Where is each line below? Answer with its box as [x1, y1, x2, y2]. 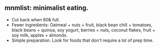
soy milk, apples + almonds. [11, 32, 68, 38]
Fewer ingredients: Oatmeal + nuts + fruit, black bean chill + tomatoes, [11, 22, 153, 28]
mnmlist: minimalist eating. [4, 4, 89, 12]
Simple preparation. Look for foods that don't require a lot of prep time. [11, 37, 154, 43]
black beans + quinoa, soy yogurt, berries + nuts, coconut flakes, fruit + [11, 27, 156, 33]
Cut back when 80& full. [11, 16, 60, 22]
